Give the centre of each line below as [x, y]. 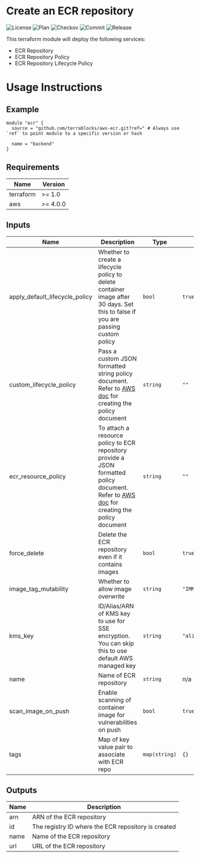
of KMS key [114, 614]
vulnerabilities [118, 722]
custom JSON [117, 358]
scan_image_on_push [39, 711]
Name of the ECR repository [71, 837]
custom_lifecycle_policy [43, 385]
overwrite [111, 596]
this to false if [117, 311]
